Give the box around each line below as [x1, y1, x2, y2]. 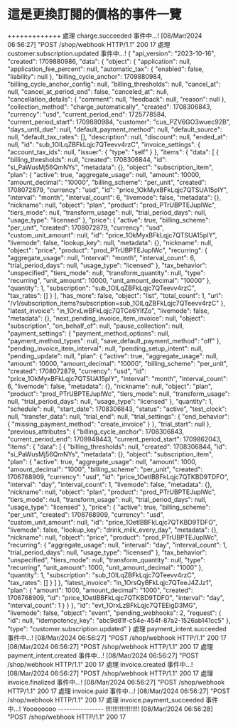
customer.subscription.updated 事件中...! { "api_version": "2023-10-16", [7, 49, 216, 58]
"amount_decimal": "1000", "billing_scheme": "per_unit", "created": [7, 465, 203, 473]
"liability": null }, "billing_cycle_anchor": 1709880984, [7, 72, 163, 80]
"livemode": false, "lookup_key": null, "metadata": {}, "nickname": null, [7, 238, 213, 247]
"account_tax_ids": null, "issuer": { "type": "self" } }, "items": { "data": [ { [7, 147, 219, 156]
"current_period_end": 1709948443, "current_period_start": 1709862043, [7, 434, 222, 443]
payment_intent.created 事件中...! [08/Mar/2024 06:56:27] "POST [7, 651, 199, 660]
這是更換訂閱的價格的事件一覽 [7, 6, 183, 23]
